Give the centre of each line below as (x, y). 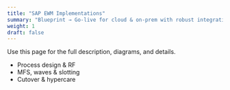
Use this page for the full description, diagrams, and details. (91, 52)
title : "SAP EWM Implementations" (56, 13)
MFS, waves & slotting (48, 72)
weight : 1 (21, 26)
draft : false (26, 32)
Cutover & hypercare (46, 80)
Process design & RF (46, 65)
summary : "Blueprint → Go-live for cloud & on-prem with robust (101, 20)
